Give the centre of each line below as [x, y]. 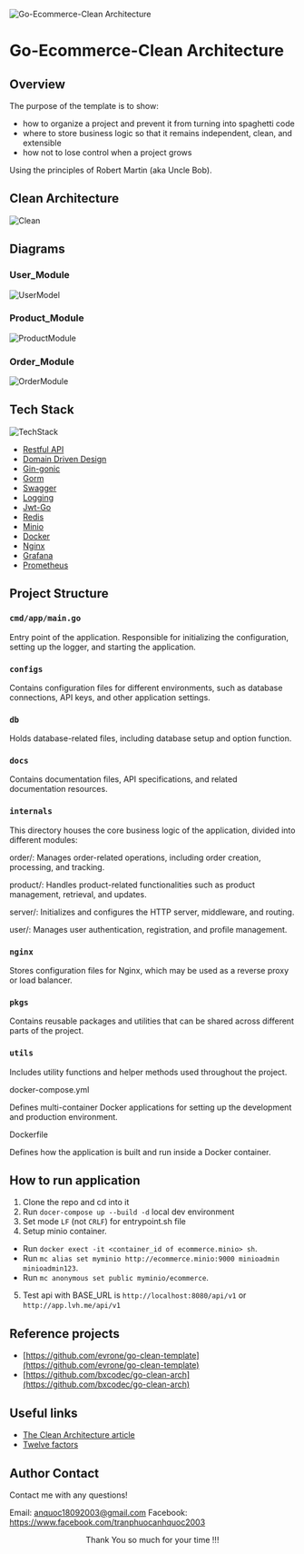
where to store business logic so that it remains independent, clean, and [157, 133]
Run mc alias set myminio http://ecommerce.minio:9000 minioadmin [151, 1259]
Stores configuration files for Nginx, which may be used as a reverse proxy [149, 971]
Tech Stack [42, 410]
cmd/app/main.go [45, 619]
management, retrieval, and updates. [78, 894]
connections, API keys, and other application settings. [110, 697]
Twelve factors [50, 1445]
